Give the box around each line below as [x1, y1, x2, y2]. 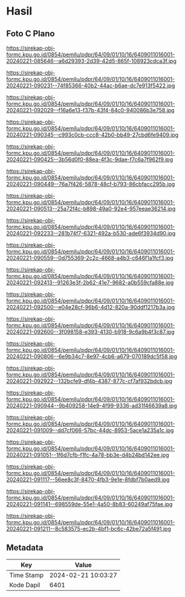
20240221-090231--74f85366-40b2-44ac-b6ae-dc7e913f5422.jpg [6, 82, 175, 89]
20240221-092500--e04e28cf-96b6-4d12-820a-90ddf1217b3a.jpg [6, 304, 175, 310]
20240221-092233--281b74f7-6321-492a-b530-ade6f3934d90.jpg [6, 230, 176, 237]
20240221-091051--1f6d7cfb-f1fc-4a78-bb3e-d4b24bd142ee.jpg [6, 452, 169, 458]
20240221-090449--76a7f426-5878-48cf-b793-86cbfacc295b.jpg [6, 181, 175, 187]
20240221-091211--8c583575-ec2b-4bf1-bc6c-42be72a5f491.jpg [6, 525, 171, 532]
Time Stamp [9, 571, 44, 579]
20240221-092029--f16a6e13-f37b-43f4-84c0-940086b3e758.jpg [6, 107, 175, 113]
